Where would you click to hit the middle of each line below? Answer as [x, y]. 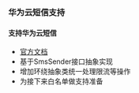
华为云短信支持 [37, 12]
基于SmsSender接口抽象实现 [66, 61]
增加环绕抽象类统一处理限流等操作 [75, 72]
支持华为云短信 [32, 32]
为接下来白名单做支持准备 [61, 81]
